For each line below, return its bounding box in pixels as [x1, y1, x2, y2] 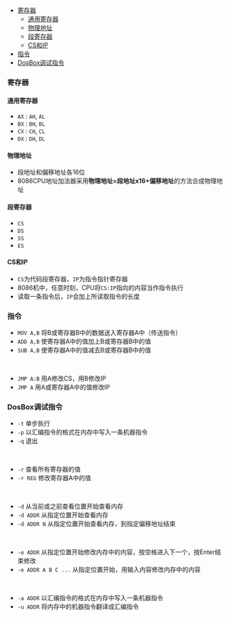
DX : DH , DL [17, 135, 45, 143]
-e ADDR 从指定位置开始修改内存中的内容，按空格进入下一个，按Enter [17, 548, 215, 556]
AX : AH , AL [17, 112, 45, 121]
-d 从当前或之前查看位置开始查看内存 [17, 502, 124, 511]
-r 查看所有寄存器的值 [17, 465, 82, 473]
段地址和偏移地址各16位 [17, 168, 86, 177]
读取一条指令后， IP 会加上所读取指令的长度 [17, 292, 141, 300]
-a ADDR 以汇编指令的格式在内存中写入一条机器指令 [17, 594, 164, 602]
